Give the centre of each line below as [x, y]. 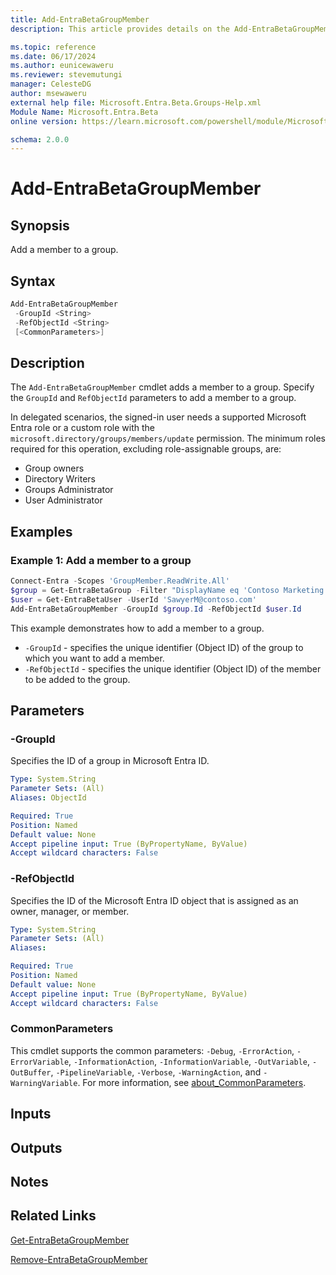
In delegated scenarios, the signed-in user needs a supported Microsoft [158, 417]
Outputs [36, 1147]
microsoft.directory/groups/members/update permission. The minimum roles [168, 438]
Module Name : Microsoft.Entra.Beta [84, 112]
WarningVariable [44, 1083]
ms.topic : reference [53, 47]
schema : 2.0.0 [40, 139]
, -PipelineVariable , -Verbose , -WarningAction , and [156, 1072]
